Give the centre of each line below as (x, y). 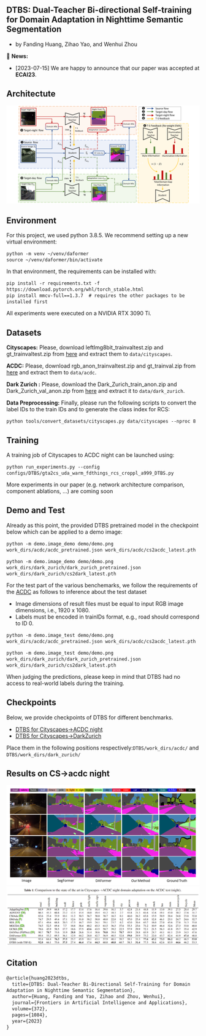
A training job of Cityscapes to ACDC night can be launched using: (90, 455)
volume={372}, (30, 1009)
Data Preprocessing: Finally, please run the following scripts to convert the (101, 403)
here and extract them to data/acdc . (51, 373)
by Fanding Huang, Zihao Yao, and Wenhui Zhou (76, 44)
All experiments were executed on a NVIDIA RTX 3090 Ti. (79, 314)
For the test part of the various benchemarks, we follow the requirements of (102, 585)
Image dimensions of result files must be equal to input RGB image (99, 603)
